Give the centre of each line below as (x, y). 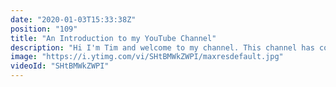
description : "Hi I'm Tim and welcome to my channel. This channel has (162, 47)
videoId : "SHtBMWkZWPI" (60, 66)
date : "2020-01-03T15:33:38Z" (73, 19)
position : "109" (44, 29)
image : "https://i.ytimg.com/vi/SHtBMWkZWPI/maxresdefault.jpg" (147, 57)
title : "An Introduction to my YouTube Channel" (113, 38)
